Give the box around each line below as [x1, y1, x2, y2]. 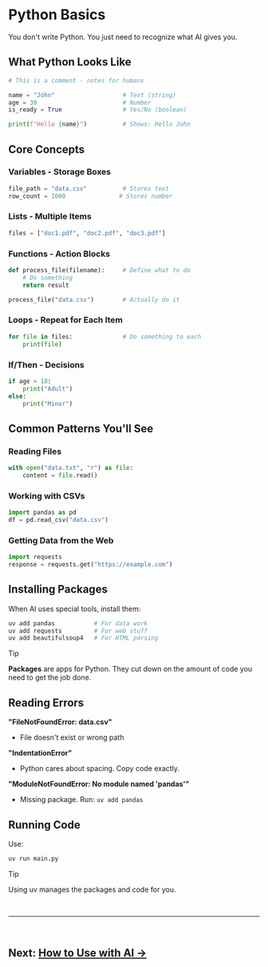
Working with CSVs [8, 490, 85, 501]
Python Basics [8, 6, 106, 24]
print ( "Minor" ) [22, 399, 73, 407]
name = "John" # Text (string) [8, 90, 177, 99]
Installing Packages [8, 583, 108, 596]
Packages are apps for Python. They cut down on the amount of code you [8, 664, 253, 674]
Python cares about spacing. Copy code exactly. [19, 764, 180, 773]
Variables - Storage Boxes [8, 167, 112, 178]
